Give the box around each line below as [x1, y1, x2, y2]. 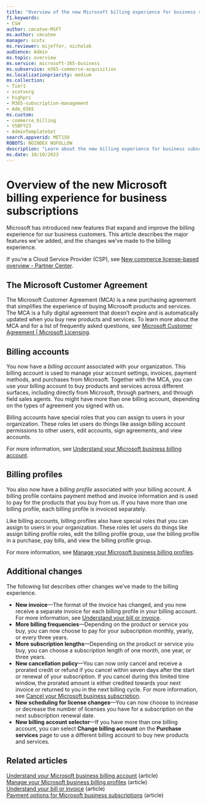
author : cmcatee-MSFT [6, 26, 62, 32]
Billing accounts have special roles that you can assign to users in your [6, 414, 185, 421]
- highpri [6, 94, 32, 101]
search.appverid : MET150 [6, 134, 70, 141]
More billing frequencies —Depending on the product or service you [15, 620, 189, 628]
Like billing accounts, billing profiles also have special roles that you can [6, 517, 189, 524]
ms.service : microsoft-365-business [6, 60, 100, 66]
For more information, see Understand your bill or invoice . [15, 614, 161, 621]
